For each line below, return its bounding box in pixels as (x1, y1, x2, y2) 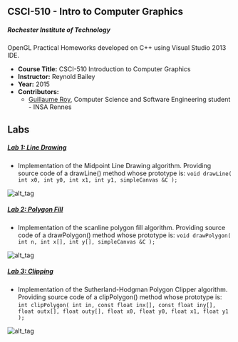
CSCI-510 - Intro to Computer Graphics (7, 6, 184, 18)
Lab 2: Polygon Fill (7, 205, 63, 214)
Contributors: (17, 88, 59, 96)
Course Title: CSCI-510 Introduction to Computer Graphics (17, 65, 191, 73)
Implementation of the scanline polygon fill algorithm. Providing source (17, 223, 226, 232)
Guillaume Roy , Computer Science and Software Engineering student (28, 95, 231, 104)
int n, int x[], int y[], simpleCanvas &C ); (17, 238, 155, 245)
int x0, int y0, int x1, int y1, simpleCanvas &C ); (17, 176, 178, 184)
